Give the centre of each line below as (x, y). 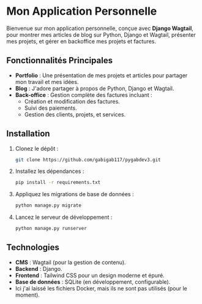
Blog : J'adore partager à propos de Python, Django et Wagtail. (95, 88)
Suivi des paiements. (51, 108)
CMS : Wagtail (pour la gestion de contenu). (71, 262)
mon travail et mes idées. (47, 82)
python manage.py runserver (51, 229)
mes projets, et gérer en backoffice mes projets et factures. (81, 41)
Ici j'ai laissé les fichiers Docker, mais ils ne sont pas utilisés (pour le (101, 288)
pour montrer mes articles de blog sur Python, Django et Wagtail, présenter (101, 34)
